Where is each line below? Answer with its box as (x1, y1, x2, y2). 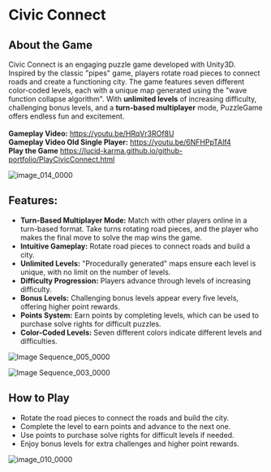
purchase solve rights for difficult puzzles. (19, 318, 161, 328)
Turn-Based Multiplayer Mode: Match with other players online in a (19, 215, 247, 225)
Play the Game (8, 146, 58, 155)
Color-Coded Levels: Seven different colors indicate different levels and (19, 327, 262, 337)
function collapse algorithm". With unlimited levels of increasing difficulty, (8, 94, 257, 103)
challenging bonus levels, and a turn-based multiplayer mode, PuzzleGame (8, 103, 263, 112)
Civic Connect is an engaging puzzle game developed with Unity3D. (8, 59, 236, 69)
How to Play (8, 392, 71, 405)
